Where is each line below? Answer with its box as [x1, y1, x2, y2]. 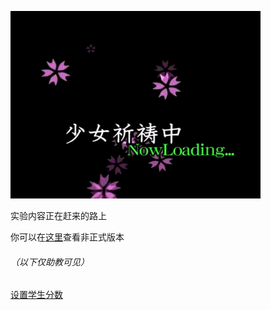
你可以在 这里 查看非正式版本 [10, 231, 125, 243]
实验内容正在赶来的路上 [10, 210, 107, 221]
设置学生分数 [10, 289, 63, 301]
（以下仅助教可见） [10, 256, 90, 268]
